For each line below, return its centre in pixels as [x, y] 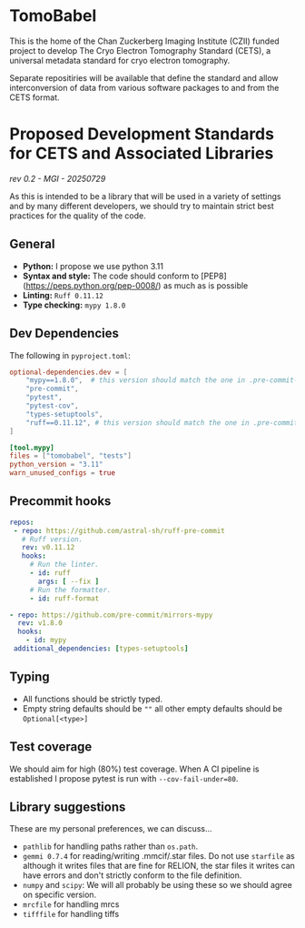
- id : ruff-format [64, 598]
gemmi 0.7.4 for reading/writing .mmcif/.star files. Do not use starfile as [158, 856]
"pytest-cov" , [52, 406]
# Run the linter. [64, 565]
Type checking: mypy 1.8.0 [74, 305]
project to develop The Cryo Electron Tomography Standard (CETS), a [140, 50]
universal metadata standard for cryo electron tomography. [120, 60]
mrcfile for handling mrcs [71, 904]
